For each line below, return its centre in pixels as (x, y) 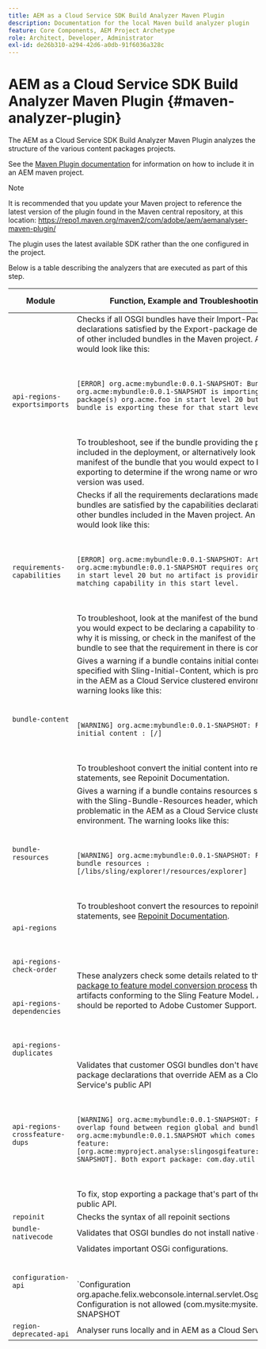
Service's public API (114, 1085)
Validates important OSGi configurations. (152, 1249)
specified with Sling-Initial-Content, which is (160, 671)
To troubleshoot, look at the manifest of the (157, 618)
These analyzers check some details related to (163, 976)
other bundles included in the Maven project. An (166, 515)
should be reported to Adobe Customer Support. (167, 1006)
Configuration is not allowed (129, 1305)
